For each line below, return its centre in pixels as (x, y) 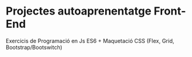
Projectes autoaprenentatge (79, 11)
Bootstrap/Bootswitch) (34, 47)
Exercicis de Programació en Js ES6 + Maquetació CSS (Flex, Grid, (90, 41)
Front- (170, 11)
